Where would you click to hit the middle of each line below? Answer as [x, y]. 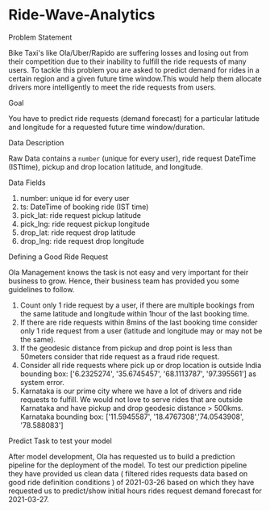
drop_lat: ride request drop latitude [77, 232]
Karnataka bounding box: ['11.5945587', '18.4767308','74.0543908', [132, 417]
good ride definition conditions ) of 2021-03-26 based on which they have [131, 482]
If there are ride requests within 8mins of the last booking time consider [139, 322]
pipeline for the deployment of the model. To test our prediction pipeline [128, 465]
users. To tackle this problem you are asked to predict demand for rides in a [134, 69]
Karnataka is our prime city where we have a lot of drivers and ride [131, 391]
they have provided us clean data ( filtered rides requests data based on [128, 473]
